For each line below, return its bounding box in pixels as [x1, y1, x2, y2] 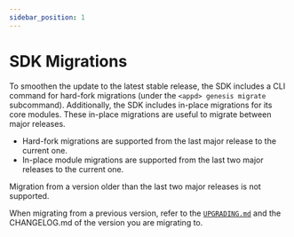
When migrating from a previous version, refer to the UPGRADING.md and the [9, 208, 282, 218]
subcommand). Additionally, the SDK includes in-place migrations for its [9, 99, 273, 110]
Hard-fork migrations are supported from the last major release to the [21, 135, 277, 146]
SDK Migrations [9, 51, 128, 71]
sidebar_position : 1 [9, 12, 86, 22]
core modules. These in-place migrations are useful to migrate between [9, 108, 272, 120]
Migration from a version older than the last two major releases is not [9, 181, 262, 192]
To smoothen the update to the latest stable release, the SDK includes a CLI [9, 81, 286, 91]
